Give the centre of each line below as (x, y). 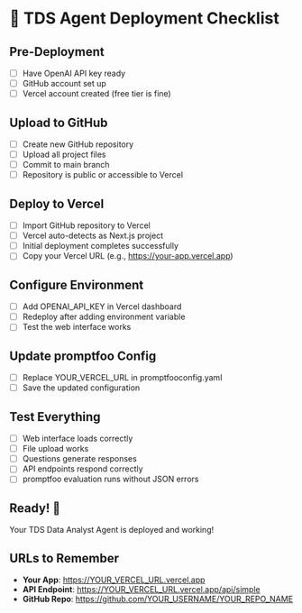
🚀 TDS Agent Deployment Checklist (144, 18)
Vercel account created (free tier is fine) (96, 94)
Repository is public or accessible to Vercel (102, 175)
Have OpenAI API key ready (74, 73)
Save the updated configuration (81, 388)
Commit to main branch (66, 165)
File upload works (55, 449)
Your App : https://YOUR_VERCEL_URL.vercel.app (114, 580)
